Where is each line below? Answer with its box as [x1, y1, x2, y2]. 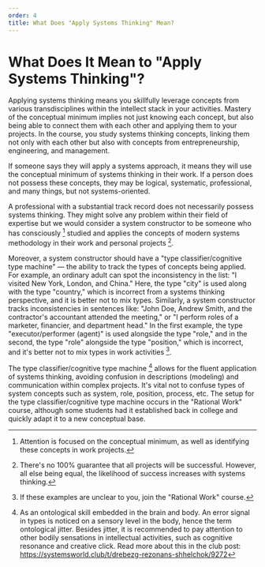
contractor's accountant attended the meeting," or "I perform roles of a [8, 312, 239, 321]
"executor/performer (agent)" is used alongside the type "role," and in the [8, 329, 248, 338]
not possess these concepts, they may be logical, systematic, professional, [8, 178, 252, 188]
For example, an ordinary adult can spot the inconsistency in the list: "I [8, 270, 237, 280]
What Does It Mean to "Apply [8, 53, 203, 71]
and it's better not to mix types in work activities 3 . [8, 345, 172, 356]
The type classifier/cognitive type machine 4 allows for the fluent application [8, 362, 257, 374]
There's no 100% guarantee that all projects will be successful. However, [19, 460, 256, 470]
